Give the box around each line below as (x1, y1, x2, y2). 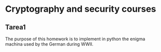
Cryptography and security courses (5, 3, 157, 15)
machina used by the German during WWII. (5, 41, 93, 47)
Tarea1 (5, 23, 26, 31)
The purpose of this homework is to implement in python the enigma (5, 36, 146, 42)
